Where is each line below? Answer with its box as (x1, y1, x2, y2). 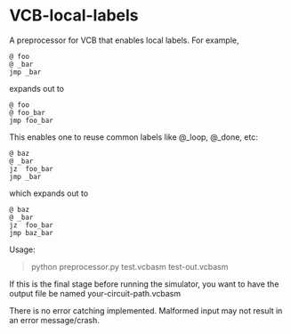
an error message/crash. (9, 314, 101, 325)
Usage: (9, 244, 36, 255)
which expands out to (9, 188, 89, 199)
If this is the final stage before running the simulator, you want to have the (9, 278, 279, 289)
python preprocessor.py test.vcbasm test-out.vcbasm (30, 261, 229, 272)
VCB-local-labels (9, 5, 140, 26)
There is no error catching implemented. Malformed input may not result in (9, 305, 283, 316)
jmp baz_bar (9, 228, 53, 237)
